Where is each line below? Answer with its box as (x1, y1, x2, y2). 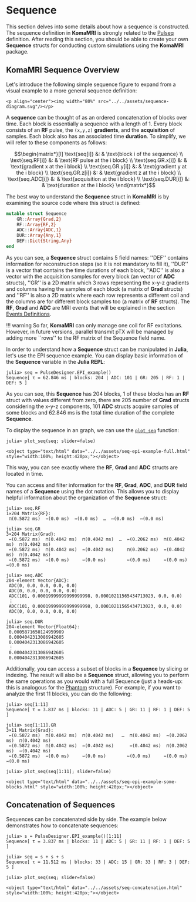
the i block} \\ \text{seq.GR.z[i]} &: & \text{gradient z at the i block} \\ (16, 169, 181, 176)
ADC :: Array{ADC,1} (16, 227, 62, 233)
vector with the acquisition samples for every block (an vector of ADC (6, 273, 175, 280)
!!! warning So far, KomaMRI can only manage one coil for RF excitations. (6, 321, 183, 329)
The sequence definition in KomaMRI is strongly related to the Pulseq (6, 29, 174, 36)
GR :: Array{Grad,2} (16, 216, 62, 222)
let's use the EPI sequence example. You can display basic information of (6, 351, 183, 359)
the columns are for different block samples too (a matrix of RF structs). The (6, 298, 190, 305)
